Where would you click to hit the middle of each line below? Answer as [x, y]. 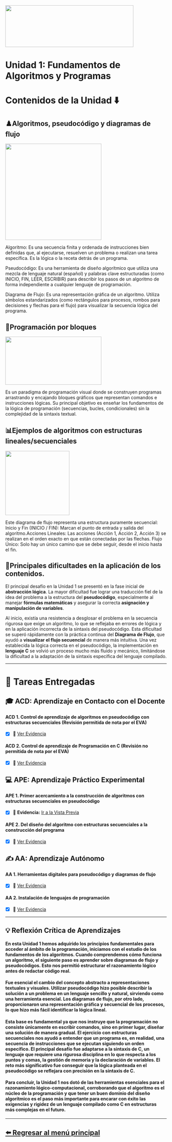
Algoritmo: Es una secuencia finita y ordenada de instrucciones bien [77, 247]
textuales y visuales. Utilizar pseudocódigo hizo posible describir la [79, 988]
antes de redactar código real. [38, 971]
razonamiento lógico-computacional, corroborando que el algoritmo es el [85, 1088]
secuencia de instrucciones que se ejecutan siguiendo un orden [75, 1043]
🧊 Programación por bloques [51, 327]
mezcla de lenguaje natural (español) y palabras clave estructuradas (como [85, 274]
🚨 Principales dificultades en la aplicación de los [83, 566]
